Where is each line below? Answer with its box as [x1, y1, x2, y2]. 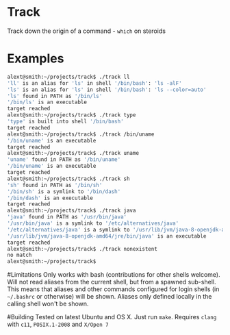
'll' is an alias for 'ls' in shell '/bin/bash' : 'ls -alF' [7, 79, 183, 86]
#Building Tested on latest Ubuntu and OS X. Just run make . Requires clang [7, 313, 217, 321]
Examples [7, 51, 64, 66]
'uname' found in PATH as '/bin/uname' [7, 156, 121, 163]
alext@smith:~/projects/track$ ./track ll [7, 73, 130, 80]
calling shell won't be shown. [7, 299, 89, 308]
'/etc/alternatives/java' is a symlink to [7, 226, 130, 233]
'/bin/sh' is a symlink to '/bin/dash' [7, 188, 121, 195]
